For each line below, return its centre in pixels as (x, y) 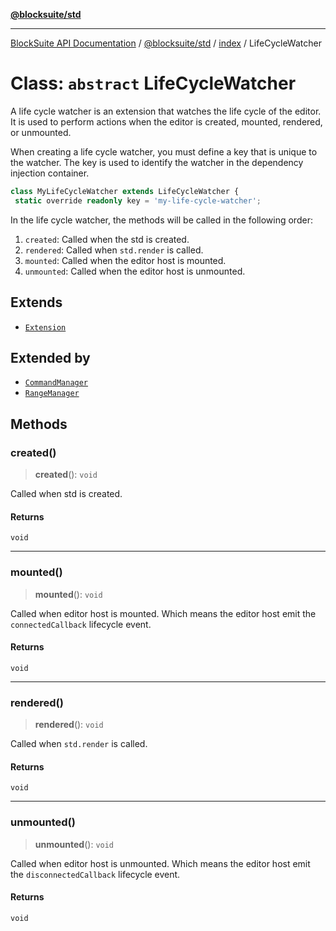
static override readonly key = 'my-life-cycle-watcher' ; (138, 200)
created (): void (66, 474)
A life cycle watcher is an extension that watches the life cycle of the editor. (166, 111)
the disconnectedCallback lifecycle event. (95, 874)
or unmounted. (41, 132)
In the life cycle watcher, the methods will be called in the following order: (161, 220)
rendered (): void (69, 724)
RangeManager (52, 394)
